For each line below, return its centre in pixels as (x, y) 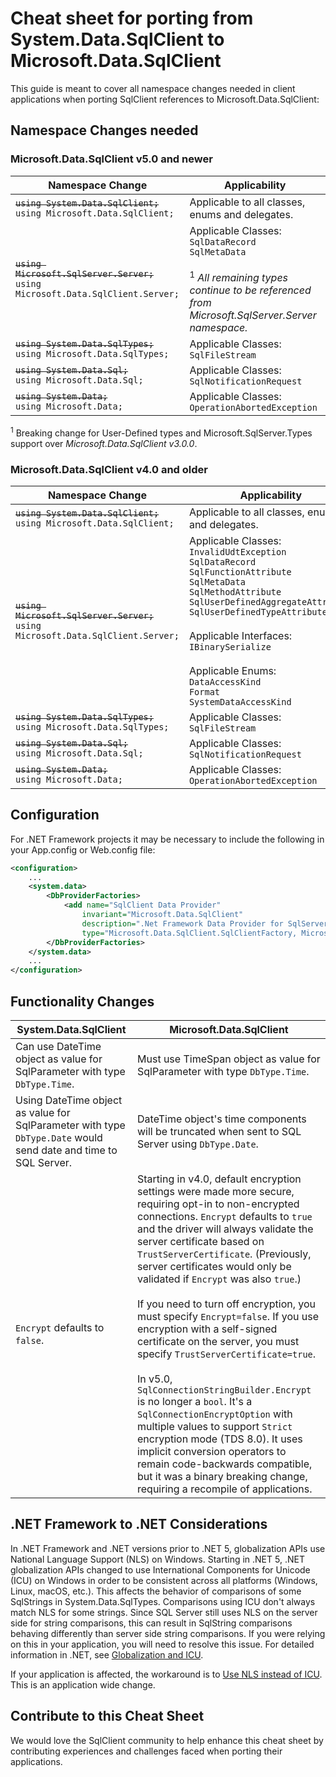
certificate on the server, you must (218, 1342)
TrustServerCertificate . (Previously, (224, 1254)
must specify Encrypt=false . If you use (228, 1317)
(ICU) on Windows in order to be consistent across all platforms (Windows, (164, 1580)
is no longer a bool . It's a (195, 1402)
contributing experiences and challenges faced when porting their (146, 1751)
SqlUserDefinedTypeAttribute (258, 611)
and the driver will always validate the (225, 1229)
